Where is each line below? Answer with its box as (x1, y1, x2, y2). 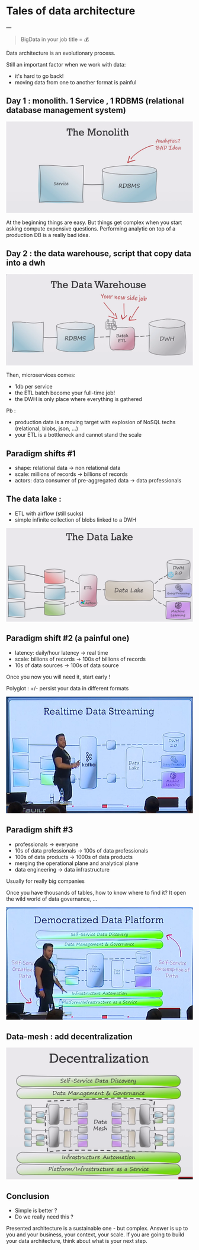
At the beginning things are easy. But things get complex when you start (6, 219, 182, 226)
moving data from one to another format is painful (14, 78, 137, 86)
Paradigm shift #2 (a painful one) (6, 633, 130, 643)
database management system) (6, 105, 126, 115)
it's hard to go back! (14, 72, 64, 80)
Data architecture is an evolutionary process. (6, 49, 115, 56)
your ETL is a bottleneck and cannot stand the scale (14, 431, 142, 438)
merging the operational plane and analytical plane (14, 860, 139, 867)
